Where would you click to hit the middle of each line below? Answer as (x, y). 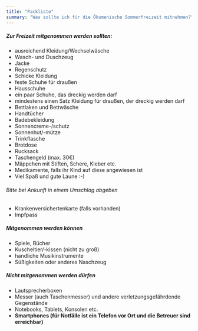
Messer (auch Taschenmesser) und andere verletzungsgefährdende (98, 297)
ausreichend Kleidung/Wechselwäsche (62, 51)
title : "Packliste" (30, 12)
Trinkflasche (30, 139)
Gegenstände (31, 303)
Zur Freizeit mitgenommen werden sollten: (59, 36)
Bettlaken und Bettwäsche (47, 108)
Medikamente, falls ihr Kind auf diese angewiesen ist (79, 170)
